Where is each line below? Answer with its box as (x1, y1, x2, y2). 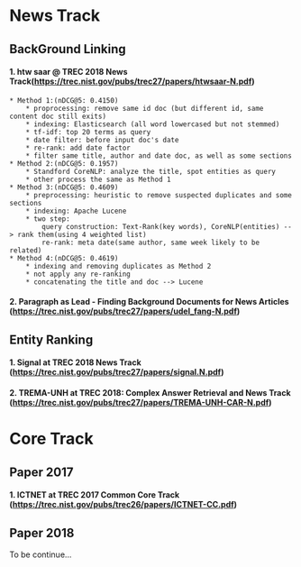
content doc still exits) (9, 112, 106, 121)
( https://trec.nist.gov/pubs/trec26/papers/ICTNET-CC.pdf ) (9, 499, 237, 510)
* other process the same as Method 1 (25, 175, 171, 184)
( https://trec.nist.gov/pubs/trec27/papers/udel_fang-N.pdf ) (9, 306, 241, 316)
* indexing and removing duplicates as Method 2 (25, 261, 212, 270)
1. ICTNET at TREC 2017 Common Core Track (9, 489, 180, 500)
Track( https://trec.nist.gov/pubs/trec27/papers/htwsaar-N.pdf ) (9, 76, 255, 87)
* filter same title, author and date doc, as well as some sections (25, 151, 293, 160)
